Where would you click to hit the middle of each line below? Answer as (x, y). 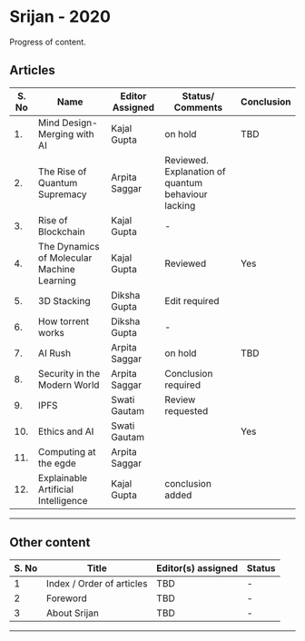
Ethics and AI (66, 431)
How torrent (63, 321)
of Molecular (65, 258)
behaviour (186, 194)
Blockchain (62, 232)
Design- (80, 123)
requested (187, 410)
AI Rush (54, 353)
